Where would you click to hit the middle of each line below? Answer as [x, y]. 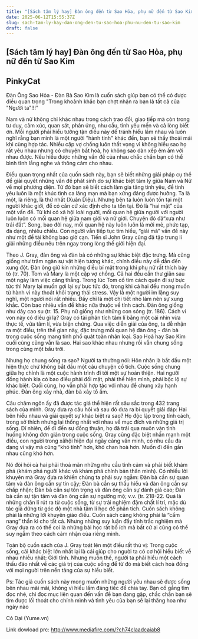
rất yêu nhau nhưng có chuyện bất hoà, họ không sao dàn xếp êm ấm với [95, 150]
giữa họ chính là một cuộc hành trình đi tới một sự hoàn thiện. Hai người [93, 373]
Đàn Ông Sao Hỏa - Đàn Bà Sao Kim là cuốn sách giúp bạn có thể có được [96, 96]
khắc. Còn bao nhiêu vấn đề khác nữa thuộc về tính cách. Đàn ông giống [95, 305]
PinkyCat [23, 81]
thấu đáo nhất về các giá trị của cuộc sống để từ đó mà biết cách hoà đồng [97, 564]
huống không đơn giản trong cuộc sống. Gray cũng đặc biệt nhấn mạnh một [98, 435]
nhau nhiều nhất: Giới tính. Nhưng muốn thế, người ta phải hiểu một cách [94, 558]
